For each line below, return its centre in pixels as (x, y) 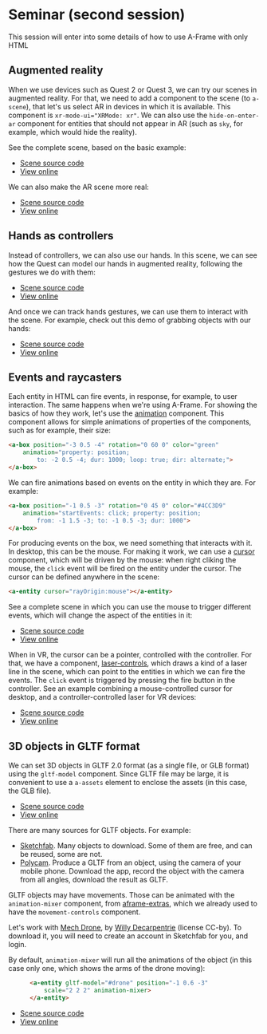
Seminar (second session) (97, 15)
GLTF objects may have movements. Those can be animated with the (122, 895)
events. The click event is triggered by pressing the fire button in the (122, 681)
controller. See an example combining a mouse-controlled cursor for (120, 689)
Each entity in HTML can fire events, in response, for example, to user (123, 397)
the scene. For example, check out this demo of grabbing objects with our (130, 320)
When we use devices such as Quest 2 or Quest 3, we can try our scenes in (133, 89)
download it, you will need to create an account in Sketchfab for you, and (128, 936)
